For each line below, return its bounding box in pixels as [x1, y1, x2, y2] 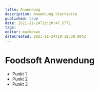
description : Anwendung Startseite [5, 12, 78, 16]
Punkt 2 [12, 76, 28, 82]
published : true [5, 16, 38, 21]
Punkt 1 [12, 71, 27, 76]
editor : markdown [5, 30, 40, 34]
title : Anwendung [5, 7, 40, 12]
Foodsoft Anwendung [5, 55, 95, 66]
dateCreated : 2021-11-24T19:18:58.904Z [5, 34, 86, 39]
